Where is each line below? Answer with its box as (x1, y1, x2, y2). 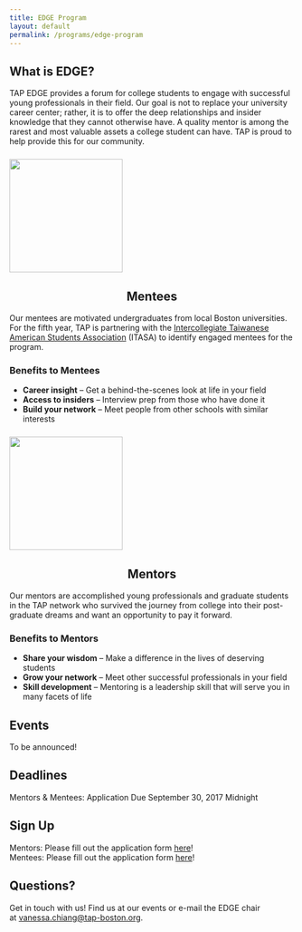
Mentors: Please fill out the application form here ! (9, 842, 193, 853)
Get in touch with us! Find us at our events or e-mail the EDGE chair (9, 902, 260, 913)
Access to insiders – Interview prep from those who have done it (22, 394, 265, 405)
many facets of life (22, 691, 92, 703)
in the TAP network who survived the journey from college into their (9, 599, 262, 610)
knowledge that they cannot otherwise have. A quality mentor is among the (9, 117, 289, 128)
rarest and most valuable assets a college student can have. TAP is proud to (9, 126, 292, 137)
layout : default (9, 22, 71, 31)
